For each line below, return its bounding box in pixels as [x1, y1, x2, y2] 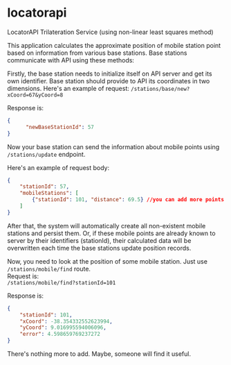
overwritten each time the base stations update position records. [7, 244, 192, 252]
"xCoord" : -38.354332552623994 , [19, 318, 113, 325]
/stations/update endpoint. [7, 150, 86, 158]
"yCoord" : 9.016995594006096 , [19, 324, 107, 331]
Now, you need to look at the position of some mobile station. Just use [7, 257, 207, 265]
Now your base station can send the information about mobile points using [7, 142, 220, 151]
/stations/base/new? [130, 85, 190, 92]
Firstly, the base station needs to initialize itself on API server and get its [7, 69, 212, 78]
